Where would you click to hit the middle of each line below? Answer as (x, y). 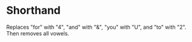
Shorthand (33, 10)
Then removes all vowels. (38, 33)
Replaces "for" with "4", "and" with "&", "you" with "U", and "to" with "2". (96, 27)
